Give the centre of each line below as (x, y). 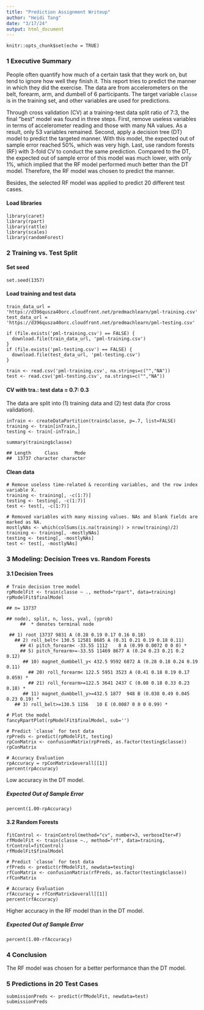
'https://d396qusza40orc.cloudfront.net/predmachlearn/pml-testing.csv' (101, 323)
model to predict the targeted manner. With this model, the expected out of (100, 138)
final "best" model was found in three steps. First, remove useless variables (101, 119)
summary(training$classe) (39, 443)
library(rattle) (27, 227)
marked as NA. (24, 522)
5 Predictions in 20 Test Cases (53, 984)
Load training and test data (41, 293)
